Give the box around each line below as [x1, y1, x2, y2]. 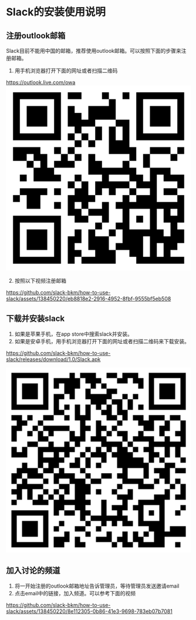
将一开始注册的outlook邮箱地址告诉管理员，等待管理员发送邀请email [14, 582, 180, 589]
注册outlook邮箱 [6, 31, 66, 41]
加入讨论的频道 [6, 565, 60, 576]
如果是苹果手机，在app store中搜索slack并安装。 [14, 330, 133, 337]
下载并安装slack [6, 314, 65, 324]
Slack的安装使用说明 [6, 5, 106, 19]
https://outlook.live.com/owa [6, 79, 76, 86]
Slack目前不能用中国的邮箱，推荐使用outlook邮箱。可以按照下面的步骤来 [6, 48, 182, 54]
